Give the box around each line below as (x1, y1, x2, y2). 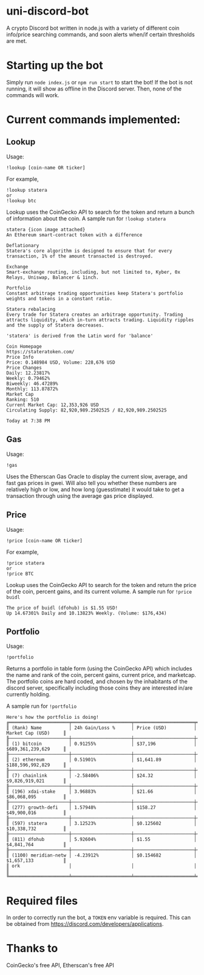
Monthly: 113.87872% (6, 386, 59, 392)
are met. (6, 37, 27, 44)
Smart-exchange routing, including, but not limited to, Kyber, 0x (6, 269, 181, 275)
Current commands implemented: (6, 113, 181, 127)
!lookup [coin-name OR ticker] (6, 165, 86, 171)
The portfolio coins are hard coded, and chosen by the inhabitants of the (6, 678, 188, 685)
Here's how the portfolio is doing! (6, 715, 99, 721)
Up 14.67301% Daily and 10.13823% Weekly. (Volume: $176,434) (6, 610, 167, 616)
